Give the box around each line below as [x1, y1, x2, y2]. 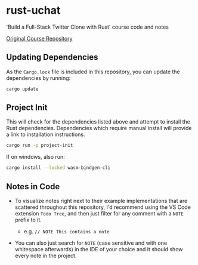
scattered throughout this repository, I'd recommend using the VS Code [14, 204, 191, 211]
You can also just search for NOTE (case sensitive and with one [14, 239, 168, 246]
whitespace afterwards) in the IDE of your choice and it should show [14, 246, 183, 252]
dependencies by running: [6, 74, 71, 81]
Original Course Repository [6, 35, 73, 42]
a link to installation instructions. [6, 131, 85, 138]
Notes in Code [6, 181, 60, 192]
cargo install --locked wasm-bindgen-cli [6, 165, 111, 171]
